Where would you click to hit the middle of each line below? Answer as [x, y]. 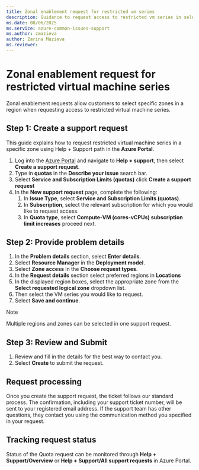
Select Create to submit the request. [59, 363]
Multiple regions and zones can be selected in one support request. [89, 324]
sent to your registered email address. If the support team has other [89, 409]
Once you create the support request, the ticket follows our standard [90, 396]
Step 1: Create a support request [67, 128]
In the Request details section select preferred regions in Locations [98, 275]
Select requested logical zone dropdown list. [70, 288]
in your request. [25, 421]
